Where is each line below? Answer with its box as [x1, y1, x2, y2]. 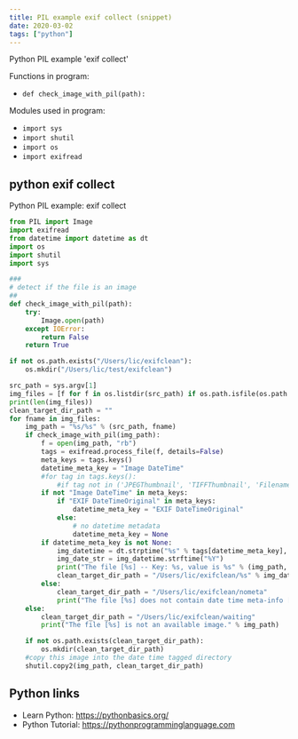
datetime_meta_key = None [72, 529, 169, 538]
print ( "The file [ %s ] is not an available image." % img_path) [41, 621, 279, 630]
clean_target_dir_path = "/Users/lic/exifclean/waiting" [41, 612, 255, 622]
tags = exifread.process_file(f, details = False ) [41, 448, 224, 457]
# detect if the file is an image [9, 283, 137, 292]
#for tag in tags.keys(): [41, 472, 137, 481]
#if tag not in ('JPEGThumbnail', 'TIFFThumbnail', [56, 481, 252, 489]
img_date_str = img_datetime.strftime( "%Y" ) [56, 554, 224, 564]
